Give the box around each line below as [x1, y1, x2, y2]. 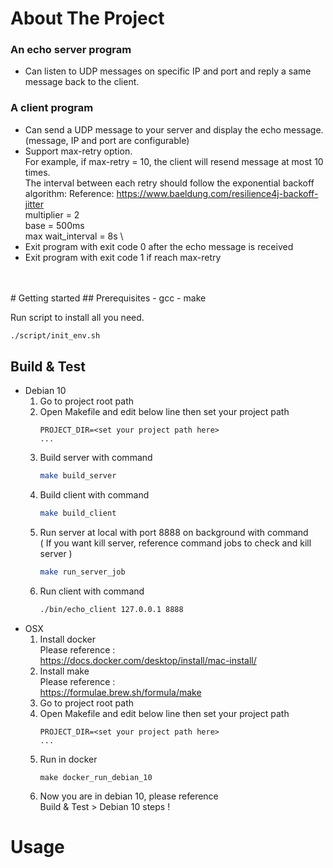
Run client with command [39, 585, 145, 597]
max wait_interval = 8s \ [24, 230, 124, 242]
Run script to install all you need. [10, 311, 145, 323]
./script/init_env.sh [10, 330, 101, 341]
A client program [10, 101, 94, 115]
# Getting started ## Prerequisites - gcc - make [10, 292, 207, 304]
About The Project [10, 7, 165, 30]
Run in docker [39, 753, 98, 765]
